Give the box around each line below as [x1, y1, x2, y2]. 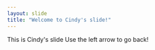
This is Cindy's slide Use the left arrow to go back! [7, 35, 149, 43]
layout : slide [7, 10, 48, 17]
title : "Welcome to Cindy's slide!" [7, 16, 111, 23]
